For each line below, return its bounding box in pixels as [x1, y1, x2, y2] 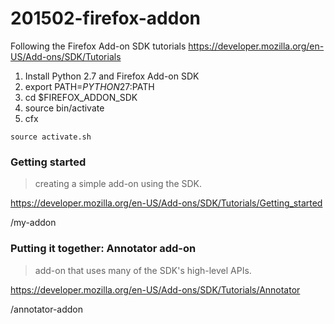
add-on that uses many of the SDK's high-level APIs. [34, 264, 252, 276]
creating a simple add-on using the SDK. [34, 178, 203, 190]
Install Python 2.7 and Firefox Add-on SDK [24, 70, 200, 82]
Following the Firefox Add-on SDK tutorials [10, 40, 187, 52]
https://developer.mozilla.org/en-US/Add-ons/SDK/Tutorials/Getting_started [10, 197, 323, 209]
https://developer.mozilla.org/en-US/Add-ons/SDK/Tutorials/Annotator [10, 283, 301, 296]
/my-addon [10, 217, 57, 229]
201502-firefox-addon [10, 7, 202, 30]
